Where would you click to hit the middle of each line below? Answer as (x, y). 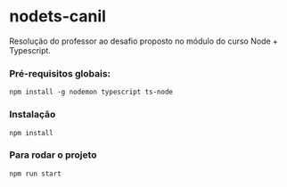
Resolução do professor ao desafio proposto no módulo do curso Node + (144, 41)
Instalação (33, 115)
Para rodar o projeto (53, 155)
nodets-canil (58, 16)
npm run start (36, 174)
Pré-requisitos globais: (60, 73)
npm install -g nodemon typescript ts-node (91, 92)
